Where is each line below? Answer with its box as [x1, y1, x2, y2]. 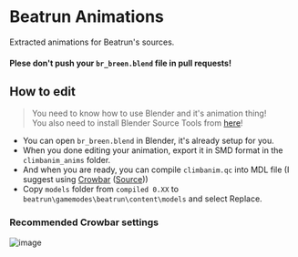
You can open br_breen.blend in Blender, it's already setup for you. [22, 135, 275, 147]
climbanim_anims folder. [22, 155, 111, 166]
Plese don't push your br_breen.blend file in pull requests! [9, 57, 232, 68]
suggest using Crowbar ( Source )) [22, 174, 149, 185]
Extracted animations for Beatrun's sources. [9, 36, 175, 47]
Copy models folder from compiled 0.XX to [22, 184, 180, 195]
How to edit [9, 84, 76, 99]
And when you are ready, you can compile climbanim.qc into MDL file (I [22, 164, 290, 175]
